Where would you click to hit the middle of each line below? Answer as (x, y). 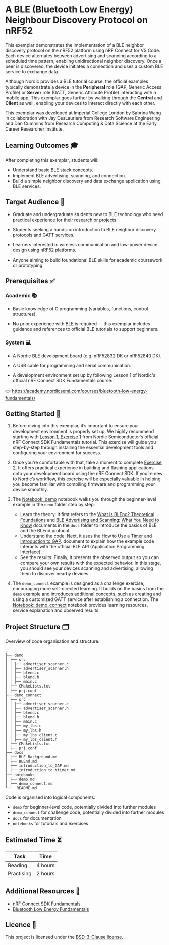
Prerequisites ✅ (30, 281)
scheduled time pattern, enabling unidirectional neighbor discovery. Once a (83, 61)
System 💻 (18, 342)
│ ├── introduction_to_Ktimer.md (40, 770)
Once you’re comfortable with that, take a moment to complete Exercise (87, 463)
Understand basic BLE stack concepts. (53, 170)
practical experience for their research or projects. (65, 220)
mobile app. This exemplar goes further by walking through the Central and (84, 98)
